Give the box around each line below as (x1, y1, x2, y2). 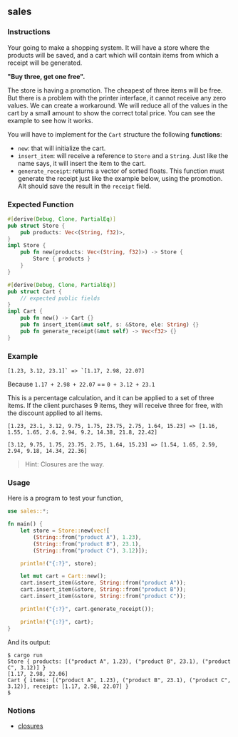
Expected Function (7, 199, 74, 209)
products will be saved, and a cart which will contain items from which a (7, 51, 219, 59)
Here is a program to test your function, (7, 494, 123, 503)
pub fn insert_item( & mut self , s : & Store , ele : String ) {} (20, 321, 200, 328)
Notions (7, 705, 36, 715)
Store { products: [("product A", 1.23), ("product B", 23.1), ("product (7, 658, 232, 665)
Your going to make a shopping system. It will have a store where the (7, 43, 210, 52)
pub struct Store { (7, 222, 66, 229)
